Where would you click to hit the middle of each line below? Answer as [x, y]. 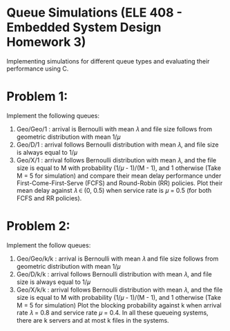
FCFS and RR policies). [49, 198]
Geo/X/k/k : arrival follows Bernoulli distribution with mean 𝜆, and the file [119, 290]
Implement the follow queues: [49, 245]
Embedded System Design [84, 27]
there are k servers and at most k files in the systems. [93, 320]
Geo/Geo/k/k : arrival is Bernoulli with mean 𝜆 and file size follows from [117, 258]
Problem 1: [37, 96]
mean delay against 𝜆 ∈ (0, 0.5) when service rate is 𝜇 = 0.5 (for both [114, 190]
